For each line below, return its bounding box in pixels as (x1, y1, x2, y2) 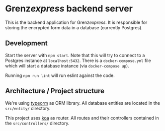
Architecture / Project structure (5, 87, 105, 95)
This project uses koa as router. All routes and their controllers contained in (5, 115, 159, 121)
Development (5, 39, 48, 48)
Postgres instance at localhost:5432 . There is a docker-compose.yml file (5, 58, 151, 64)
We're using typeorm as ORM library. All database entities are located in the (5, 100, 161, 106)
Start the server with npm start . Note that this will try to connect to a (5, 52, 145, 58)
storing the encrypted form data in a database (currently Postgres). (5, 24, 143, 30)
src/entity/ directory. (5, 105, 51, 111)
